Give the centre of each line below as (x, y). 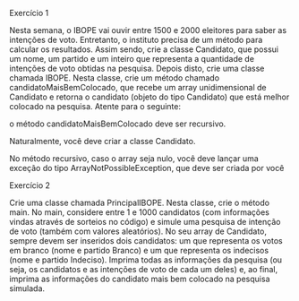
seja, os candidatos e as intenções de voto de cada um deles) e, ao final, (144, 269)
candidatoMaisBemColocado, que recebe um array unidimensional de (138, 87)
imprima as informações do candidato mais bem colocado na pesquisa (140, 279)
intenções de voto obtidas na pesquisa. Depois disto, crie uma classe (137, 68)
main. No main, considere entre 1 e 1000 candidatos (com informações (140, 212)
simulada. (27, 288)
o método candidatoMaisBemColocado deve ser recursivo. (118, 124)
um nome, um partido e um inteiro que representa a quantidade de (132, 59)
